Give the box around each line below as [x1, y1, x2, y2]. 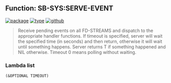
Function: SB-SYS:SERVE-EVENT [5, 4, 114, 13]
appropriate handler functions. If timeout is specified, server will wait [17, 33, 163, 39]
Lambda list [5, 62, 35, 69]
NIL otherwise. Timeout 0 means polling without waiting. [17, 49, 137, 55]
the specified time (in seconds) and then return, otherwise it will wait [17, 38, 162, 44]
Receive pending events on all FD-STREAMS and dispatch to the [17, 27, 154, 34]
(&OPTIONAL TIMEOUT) [5, 73, 50, 78]
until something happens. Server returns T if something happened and [17, 43, 166, 50]
